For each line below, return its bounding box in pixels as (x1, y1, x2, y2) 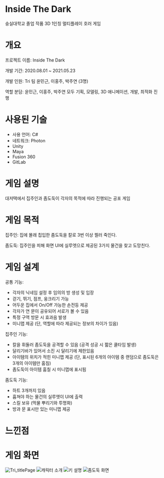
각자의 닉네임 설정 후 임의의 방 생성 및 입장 (12, 289, 94, 296)
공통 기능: (5, 279, 24, 285)
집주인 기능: (5, 331, 28, 337)
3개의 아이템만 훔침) (12, 360, 51, 366)
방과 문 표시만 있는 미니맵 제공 (12, 406, 71, 412)
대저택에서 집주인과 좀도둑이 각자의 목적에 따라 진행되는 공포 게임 (5, 195, 131, 201)
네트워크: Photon (12, 137, 46, 143)
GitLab (12, 159, 26, 165)
